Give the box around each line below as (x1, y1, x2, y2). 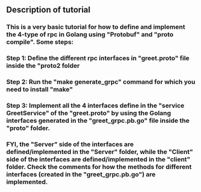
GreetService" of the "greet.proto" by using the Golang (6, 109, 172, 117)
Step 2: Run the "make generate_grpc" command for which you (6, 78, 196, 86)
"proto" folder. (6, 124, 50, 132)
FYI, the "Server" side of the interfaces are (6, 140, 134, 148)
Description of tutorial (6, 5, 91, 15)
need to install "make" (6, 85, 73, 94)
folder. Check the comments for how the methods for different (6, 163, 192, 171)
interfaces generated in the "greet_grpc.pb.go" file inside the (6, 117, 190, 125)
